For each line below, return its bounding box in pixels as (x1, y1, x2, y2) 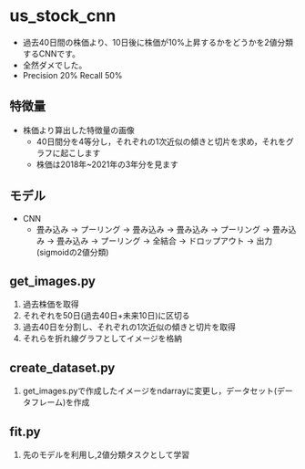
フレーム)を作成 (30, 397, 90, 408)
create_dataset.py (9, 360, 116, 375)
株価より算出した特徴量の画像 (22, 124, 135, 135)
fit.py (9, 423, 41, 439)
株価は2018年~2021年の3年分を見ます (36, 159, 179, 170)
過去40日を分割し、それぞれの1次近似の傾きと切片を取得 (22, 321, 237, 333)
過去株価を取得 (22, 298, 79, 310)
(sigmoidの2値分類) (36, 246, 109, 257)
